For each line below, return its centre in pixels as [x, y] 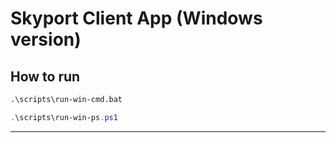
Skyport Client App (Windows [136, 18]
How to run [45, 76]
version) [46, 39]
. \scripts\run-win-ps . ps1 [64, 117]
